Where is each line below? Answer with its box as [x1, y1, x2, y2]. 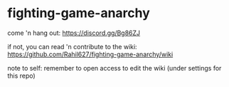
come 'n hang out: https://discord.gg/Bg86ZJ [7, 29, 141, 37]
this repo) [7, 71, 36, 80]
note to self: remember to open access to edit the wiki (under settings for [7, 63, 222, 72]
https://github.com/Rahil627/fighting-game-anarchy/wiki [7, 50, 174, 58]
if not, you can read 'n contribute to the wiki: [7, 42, 137, 51]
